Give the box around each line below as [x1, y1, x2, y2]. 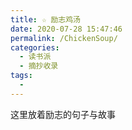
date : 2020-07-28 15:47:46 [10, 24, 123, 34]
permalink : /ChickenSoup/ [10, 33, 118, 43]
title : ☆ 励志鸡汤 [10, 14, 82, 25]
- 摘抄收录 [19, 61, 59, 71]
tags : [10, 71, 33, 81]
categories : [10, 42, 60, 53]
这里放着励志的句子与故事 [10, 108, 116, 120]
